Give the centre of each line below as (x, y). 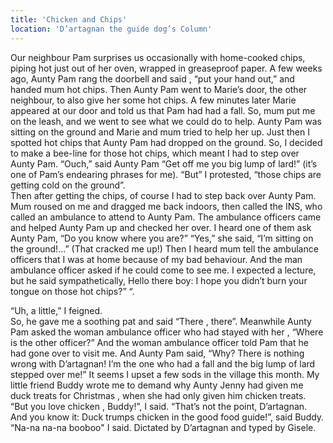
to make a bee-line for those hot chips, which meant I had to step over (155, 153)
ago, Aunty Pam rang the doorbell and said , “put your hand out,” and (152, 78)
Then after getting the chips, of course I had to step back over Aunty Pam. (163, 195)
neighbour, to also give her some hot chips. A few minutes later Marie (153, 100)
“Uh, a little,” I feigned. (56, 310)
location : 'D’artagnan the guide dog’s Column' (111, 29)
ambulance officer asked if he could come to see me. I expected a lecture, (163, 270)
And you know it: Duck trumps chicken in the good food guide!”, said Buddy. (167, 417)
